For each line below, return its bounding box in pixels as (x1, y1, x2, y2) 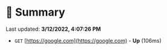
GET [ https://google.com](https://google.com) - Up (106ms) (14, 37, 162, 44)
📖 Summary (5, 5, 65, 19)
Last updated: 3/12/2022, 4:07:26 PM (5, 25, 101, 33)
